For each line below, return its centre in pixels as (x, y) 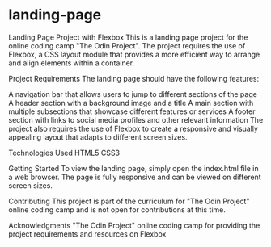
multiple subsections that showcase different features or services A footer (132, 111)
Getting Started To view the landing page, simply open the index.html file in (133, 168)
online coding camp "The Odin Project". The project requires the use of (127, 45)
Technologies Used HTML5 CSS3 (64, 153)
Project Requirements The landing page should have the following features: (134, 78)
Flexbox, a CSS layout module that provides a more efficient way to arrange (134, 54)
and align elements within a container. (72, 63)
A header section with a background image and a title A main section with (131, 103)
